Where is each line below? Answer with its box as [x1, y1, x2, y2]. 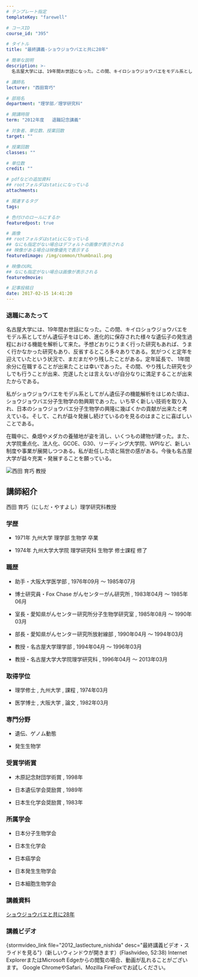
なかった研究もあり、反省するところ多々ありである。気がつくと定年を [21, 348, 193, 355]
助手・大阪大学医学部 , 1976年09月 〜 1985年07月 [14, 578, 136, 585]
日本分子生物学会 [14, 829, 57, 836]
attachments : [6, 187, 38, 193]
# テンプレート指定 [6, 8, 47, 15]
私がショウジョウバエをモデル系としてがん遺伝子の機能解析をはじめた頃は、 [6, 390, 193, 397]
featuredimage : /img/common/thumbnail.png [6, 253, 112, 259]
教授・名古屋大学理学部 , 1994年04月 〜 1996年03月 [14, 643, 142, 650]
